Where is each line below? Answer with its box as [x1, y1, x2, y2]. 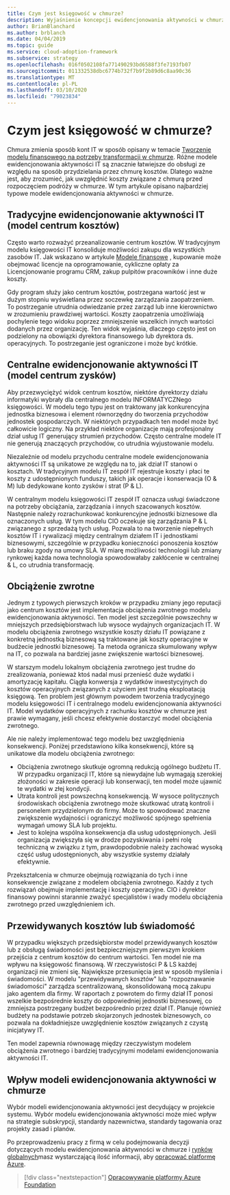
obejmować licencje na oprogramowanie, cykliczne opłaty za [7, 260, 179, 268]
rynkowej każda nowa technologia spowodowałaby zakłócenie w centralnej [7, 553, 219, 561]
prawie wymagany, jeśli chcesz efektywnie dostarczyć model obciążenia [7, 714, 212, 722]
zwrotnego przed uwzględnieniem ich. [7, 900, 116, 908]
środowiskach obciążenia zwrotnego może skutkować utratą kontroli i [16, 799, 214, 807]
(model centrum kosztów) [7, 220, 120, 232]
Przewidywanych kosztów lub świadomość [7, 920, 196, 932]
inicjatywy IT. [7, 1026, 44, 1034]
